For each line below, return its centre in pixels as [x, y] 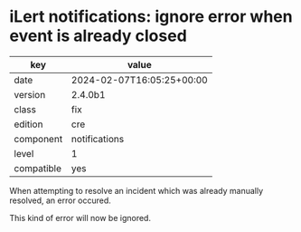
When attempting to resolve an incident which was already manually [136, 190]
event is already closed [98, 36]
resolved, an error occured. [60, 200]
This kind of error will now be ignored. [80, 217]
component [38, 139]
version [30, 94]
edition [28, 124]
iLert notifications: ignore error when [151, 17]
